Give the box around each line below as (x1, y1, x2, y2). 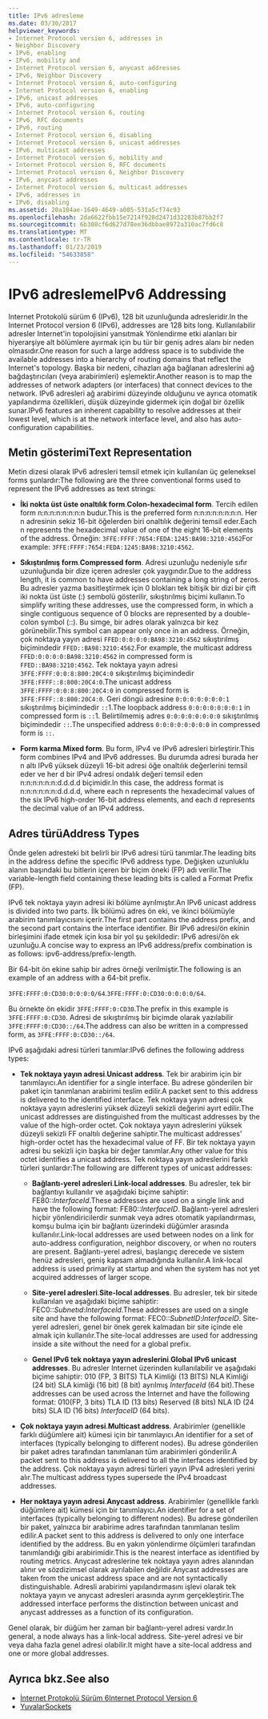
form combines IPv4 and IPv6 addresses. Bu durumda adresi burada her (19, 752, 258, 762)
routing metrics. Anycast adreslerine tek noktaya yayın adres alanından (19, 1556, 254, 1566)
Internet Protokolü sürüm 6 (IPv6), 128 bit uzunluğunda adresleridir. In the (8, 311, 248, 321)
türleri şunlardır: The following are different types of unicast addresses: (19, 1163, 253, 1172)
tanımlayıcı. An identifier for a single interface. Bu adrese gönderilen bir (19, 1078, 254, 1087)
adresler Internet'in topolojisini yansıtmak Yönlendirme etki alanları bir (8, 328, 238, 338)
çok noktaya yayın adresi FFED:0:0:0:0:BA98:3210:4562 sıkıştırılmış (19, 635, 240, 644)
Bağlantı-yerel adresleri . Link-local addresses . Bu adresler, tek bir (31, 1179, 251, 1189)
